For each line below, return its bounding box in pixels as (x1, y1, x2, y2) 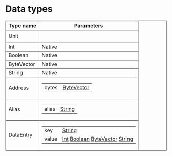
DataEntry (8, 131, 33, 139)
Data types (5, 3, 53, 15)
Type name (8, 22, 37, 29)
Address (8, 84, 29, 91)
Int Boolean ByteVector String (62, 135, 134, 142)
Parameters (74, 22, 103, 29)
